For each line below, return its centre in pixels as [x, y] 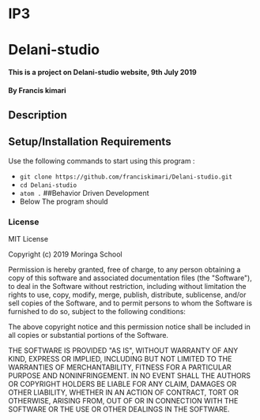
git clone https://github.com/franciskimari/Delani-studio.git [126, 177]
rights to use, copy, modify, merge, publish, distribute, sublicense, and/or [127, 295]
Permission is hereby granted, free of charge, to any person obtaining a [124, 270]
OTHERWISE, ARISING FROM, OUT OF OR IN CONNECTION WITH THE [123, 401]
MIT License [28, 239]
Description [38, 115]
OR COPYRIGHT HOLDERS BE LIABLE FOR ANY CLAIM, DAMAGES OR [122, 384]
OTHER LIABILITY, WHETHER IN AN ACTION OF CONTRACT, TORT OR [123, 392]
